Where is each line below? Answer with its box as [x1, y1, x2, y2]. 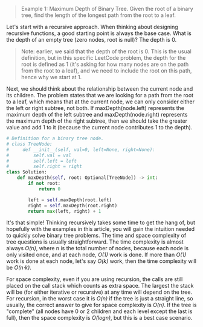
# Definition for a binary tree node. [6, 135, 104, 141]
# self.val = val [6, 152, 71, 158]
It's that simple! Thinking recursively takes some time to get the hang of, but [6, 219, 195, 226]
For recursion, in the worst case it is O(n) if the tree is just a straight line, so [6, 295, 193, 302]
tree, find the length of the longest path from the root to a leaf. [21, 11, 176, 19]
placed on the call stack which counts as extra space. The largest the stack [6, 282, 194, 290]
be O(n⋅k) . [6, 264, 32, 271]
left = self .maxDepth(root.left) [28, 196, 112, 203]
